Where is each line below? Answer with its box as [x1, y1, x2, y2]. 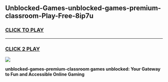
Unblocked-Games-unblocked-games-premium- [5, 4, 161, 12]
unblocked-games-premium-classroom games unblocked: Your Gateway [5, 66, 161, 72]
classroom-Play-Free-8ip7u [5, 12, 93, 20]
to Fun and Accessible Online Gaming [5, 71, 85, 77]
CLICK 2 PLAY [5, 45, 40, 52]
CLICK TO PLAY [5, 27, 44, 34]
